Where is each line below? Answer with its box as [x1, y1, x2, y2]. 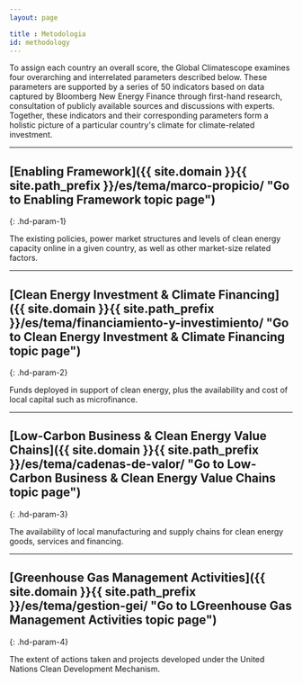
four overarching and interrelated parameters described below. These [9, 72, 268, 83]
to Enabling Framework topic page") [9, 192, 216, 207]
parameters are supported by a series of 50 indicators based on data [9, 82, 265, 93]
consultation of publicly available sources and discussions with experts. [9, 101, 276, 112]
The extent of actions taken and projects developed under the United [9, 653, 265, 664]
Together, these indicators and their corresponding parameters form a [9, 110, 269, 121]
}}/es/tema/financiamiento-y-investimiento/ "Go [9, 315, 289, 330]
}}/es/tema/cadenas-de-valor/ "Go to [9, 456, 225, 472]
